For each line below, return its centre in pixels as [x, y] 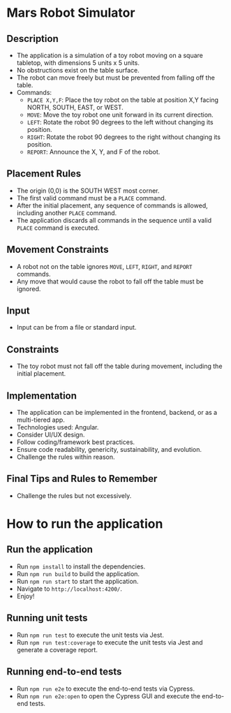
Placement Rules [44, 174]
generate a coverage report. [57, 649]
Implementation [42, 396]
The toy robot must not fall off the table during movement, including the [119, 366]
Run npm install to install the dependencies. [81, 566]
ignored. [29, 288]
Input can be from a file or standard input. [76, 328]
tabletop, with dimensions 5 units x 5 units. [78, 63]
